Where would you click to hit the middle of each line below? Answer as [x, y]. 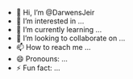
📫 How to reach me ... [53, 47]
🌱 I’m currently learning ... [59, 29]
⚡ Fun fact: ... [38, 68]
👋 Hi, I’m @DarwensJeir [55, 12]
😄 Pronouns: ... [42, 59]
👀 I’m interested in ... [50, 21]
